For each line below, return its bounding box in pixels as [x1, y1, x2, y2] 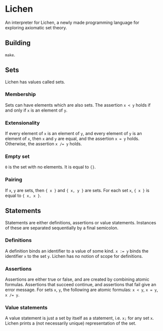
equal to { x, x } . [5, 193, 41, 198]
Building [5, 39, 31, 47]
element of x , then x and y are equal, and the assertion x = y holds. [5, 136, 140, 142]
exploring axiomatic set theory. [5, 24, 67, 30]
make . [5, 52, 16, 58]
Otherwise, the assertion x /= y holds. [5, 141, 82, 147]
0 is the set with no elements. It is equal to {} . [5, 164, 96, 170]
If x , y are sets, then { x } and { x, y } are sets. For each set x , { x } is [5, 187, 150, 193]
